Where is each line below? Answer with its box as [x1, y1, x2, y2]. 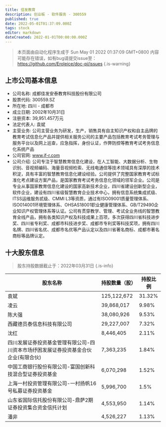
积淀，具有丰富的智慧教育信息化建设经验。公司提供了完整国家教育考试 [12, 171, 156, 177]
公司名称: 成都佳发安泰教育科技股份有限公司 [12, 90, 102, 96]
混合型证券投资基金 [12, 371, 58, 378]
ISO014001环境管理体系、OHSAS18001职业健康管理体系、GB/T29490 [12, 201, 155, 208]
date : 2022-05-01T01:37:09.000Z [5, 21, 72, 26]
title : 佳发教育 [5, 7, 36, 12]
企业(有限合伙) [7, 354, 41, 361]
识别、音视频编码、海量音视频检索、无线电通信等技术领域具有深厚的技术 [12, 164, 160, 171]
